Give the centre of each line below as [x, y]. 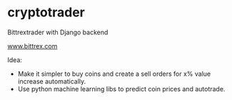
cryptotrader [46, 12]
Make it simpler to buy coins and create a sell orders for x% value [114, 74]
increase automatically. [52, 81]
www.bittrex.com [32, 46]
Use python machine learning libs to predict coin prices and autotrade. [121, 89]
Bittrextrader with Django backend [58, 32]
